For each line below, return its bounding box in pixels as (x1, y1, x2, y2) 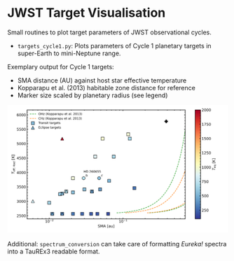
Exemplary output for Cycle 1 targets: (7, 62, 114, 71)
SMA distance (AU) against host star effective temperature (17, 76, 187, 85)
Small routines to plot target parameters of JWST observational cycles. (7, 28, 212, 36)
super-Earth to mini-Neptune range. (17, 49, 121, 57)
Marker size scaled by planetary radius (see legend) (17, 91, 168, 99)
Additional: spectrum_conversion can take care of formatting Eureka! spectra (7, 239, 227, 248)
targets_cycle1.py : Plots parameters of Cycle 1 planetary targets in (17, 41, 212, 50)
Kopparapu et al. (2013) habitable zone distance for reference (17, 83, 196, 92)
